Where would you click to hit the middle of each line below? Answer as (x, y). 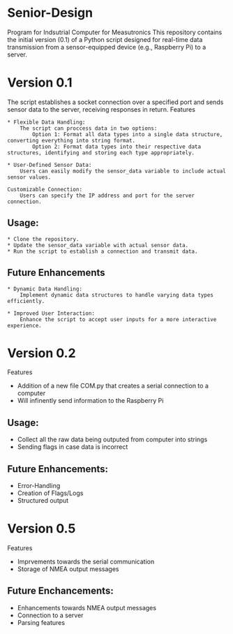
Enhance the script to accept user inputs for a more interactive (118, 319)
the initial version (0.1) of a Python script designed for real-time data (105, 39)
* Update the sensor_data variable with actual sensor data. (98, 245)
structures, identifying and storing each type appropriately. (101, 153)
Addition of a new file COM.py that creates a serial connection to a (113, 386)
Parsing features (41, 622)
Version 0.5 (42, 529)
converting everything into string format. (72, 140)
